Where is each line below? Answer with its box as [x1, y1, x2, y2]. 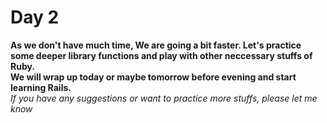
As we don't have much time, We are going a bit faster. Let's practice [10, 39, 302, 51]
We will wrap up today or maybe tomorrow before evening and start [10, 71, 297, 83]
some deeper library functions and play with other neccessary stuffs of [10, 49, 313, 61]
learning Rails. [10, 81, 72, 93]
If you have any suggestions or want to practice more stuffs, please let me [10, 92, 318, 104]
